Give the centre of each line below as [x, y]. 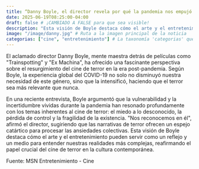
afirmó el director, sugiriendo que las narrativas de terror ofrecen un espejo [98, 124]
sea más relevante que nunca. [43, 87]
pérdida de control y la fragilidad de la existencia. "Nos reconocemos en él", [99, 118]
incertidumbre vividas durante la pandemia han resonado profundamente [95, 105]
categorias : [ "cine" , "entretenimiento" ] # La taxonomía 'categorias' [95, 39]
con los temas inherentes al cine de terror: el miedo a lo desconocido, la [94, 111]
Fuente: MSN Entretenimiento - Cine [50, 161]
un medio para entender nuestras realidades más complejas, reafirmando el [99, 143]
